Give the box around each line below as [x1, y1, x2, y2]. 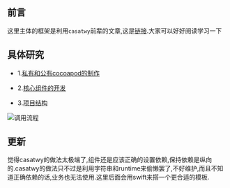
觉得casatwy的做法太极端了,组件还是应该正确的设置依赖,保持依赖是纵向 [7, 156, 213, 164]
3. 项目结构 [17, 99, 48, 107]
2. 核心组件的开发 [17, 83, 66, 92]
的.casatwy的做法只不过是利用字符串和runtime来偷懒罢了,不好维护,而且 [7, 164, 211, 173]
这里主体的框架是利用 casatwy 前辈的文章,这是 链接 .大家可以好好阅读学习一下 [7, 27, 222, 35]
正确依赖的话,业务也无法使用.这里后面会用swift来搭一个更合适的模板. [13, 173, 210, 182]
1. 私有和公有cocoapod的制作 [17, 68, 100, 77]
